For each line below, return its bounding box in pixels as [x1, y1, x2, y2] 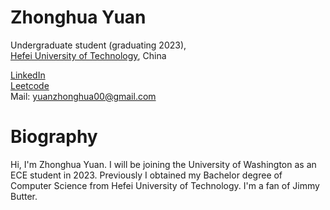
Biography [10, 126, 98, 148]
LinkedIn [10, 69, 46, 81]
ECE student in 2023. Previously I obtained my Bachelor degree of [10, 169, 283, 181]
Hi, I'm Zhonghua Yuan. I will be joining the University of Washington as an [10, 158, 317, 170]
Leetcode [10, 79, 50, 91]
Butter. [10, 190, 38, 202]
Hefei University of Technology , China [10, 49, 167, 61]
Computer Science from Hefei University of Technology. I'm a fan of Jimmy [10, 179, 320, 191]
